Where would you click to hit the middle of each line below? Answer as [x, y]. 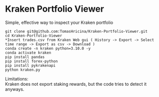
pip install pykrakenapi [30, 65]
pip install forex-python [31, 61]
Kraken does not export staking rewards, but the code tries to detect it [76, 84]
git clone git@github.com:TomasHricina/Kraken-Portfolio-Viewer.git [76, 31]
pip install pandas [25, 57]
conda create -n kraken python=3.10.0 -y [48, 48]
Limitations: [17, 78]
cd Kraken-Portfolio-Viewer [34, 36]
